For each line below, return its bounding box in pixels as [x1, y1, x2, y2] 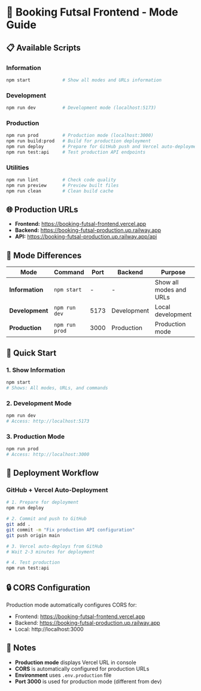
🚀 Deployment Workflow [6, 468, 99, 478]
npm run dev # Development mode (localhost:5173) [6, 105, 157, 111]
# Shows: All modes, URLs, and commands [6, 385, 109, 391]
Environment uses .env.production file [14, 671, 112, 678]
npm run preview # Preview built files [6, 182, 119, 188]
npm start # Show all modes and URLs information [6, 77, 162, 83]
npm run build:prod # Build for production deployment [6, 138, 151, 144]
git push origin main [6, 532, 60, 539]
